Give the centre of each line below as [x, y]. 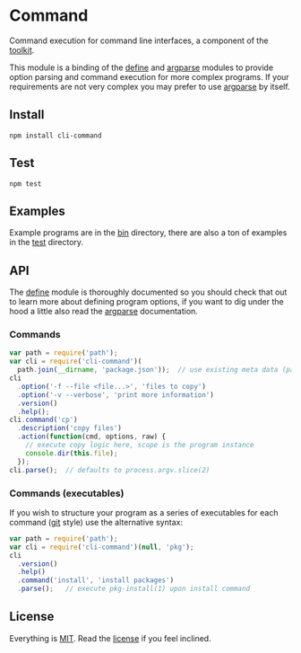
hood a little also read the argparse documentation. [104, 312]
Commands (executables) [67, 493]
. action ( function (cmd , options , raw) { [92, 437]
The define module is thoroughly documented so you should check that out [148, 292]
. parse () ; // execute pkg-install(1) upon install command [134, 589]
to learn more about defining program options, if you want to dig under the [146, 302]
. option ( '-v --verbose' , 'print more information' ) [116, 395]
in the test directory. [46, 243]
